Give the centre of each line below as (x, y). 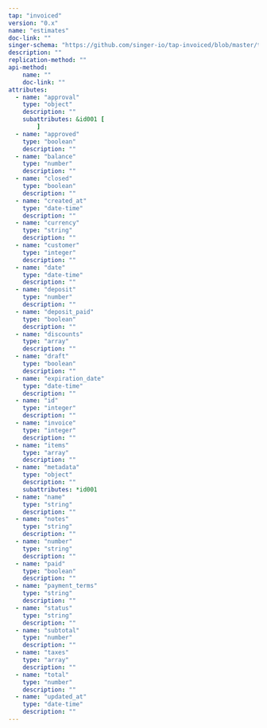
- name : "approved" (48, 134)
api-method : (28, 68)
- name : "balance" (46, 156)
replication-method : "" (48, 61)
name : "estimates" (39, 30)
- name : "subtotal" (48, 630)
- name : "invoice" (46, 423)
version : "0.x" (33, 23)
